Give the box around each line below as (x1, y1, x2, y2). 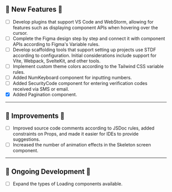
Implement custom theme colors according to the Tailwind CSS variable (12, 63, 164, 69)
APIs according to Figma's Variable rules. (12, 41, 100, 47)
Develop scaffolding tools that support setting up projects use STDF (12, 47, 156, 53)
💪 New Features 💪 (5, 5, 63, 14)
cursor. (12, 30, 28, 36)
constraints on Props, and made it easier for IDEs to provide (12, 131, 139, 137)
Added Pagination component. (12, 92, 77, 98)
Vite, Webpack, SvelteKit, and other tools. (12, 58, 101, 64)
